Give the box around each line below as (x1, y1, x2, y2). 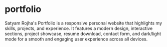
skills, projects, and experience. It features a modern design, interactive (5, 25, 153, 31)
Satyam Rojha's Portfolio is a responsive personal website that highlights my (5, 20, 162, 26)
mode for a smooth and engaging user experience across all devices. (5, 36, 148, 42)
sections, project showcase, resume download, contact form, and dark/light (5, 30, 161, 36)
